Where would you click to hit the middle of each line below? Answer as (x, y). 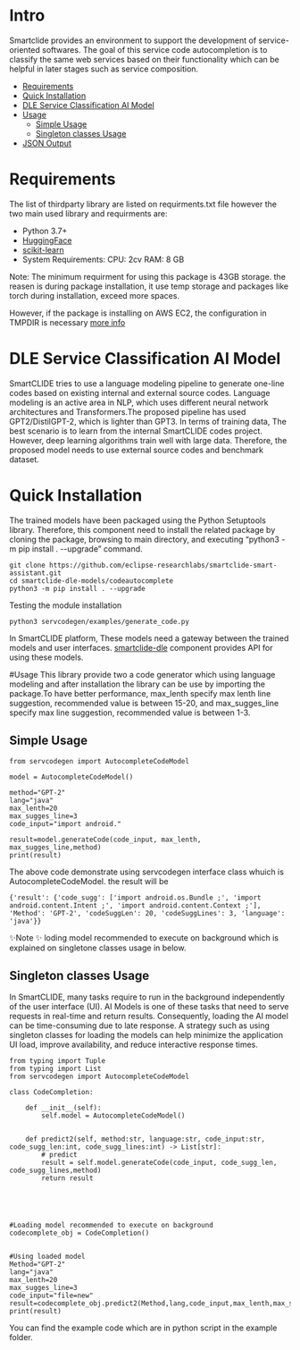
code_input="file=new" (51, 1296)
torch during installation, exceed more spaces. (95, 295)
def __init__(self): (63, 1108)
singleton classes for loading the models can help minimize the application (146, 1035)
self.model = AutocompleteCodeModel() (113, 1116)
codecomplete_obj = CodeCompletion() (79, 1233)
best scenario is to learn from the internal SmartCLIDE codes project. (136, 431)
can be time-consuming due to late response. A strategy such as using (140, 1025)
